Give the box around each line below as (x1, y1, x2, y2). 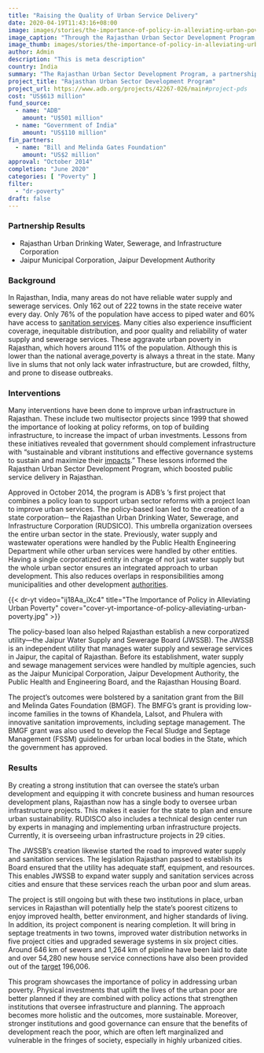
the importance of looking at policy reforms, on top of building (8, 422, 210, 432)
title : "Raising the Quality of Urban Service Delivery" (8, 11, 199, 20)
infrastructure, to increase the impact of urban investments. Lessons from (8, 431, 247, 440)
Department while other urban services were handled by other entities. (8, 547, 237, 556)
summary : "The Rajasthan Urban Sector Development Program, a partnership (8, 70, 258, 78)
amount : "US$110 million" (22, 128, 108, 136)
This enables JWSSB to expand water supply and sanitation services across (8, 871, 254, 881)
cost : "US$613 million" (8, 92, 86, 100)
